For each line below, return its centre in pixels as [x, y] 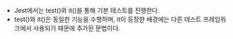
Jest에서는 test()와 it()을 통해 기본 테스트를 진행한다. [87, 10]
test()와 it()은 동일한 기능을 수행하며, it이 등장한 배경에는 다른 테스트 [108, 19]
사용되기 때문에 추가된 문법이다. [76, 28]
